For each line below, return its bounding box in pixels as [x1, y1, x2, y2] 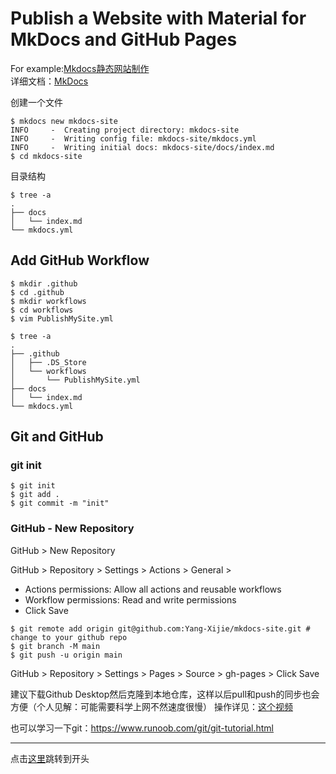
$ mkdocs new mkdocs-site [10, 116, 118, 126]
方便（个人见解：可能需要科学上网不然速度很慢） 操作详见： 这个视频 [10, 700, 293, 712]
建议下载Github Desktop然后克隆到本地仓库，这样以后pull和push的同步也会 [10, 688, 320, 700]
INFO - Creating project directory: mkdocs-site [10, 125, 240, 135]
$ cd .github [10, 287, 65, 297]
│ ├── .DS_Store [10, 357, 87, 367]
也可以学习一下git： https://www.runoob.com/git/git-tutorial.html [10, 722, 274, 734]
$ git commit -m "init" [10, 498, 110, 509]
